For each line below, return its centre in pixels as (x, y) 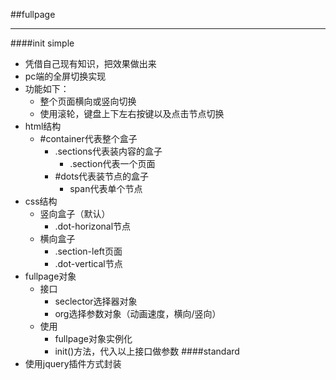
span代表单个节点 (106, 188)
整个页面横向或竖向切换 (88, 101)
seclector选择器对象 (96, 301)
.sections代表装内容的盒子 (108, 151)
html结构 (43, 126)
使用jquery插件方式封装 (73, 363)
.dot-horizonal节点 (93, 226)
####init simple (42, 43)
